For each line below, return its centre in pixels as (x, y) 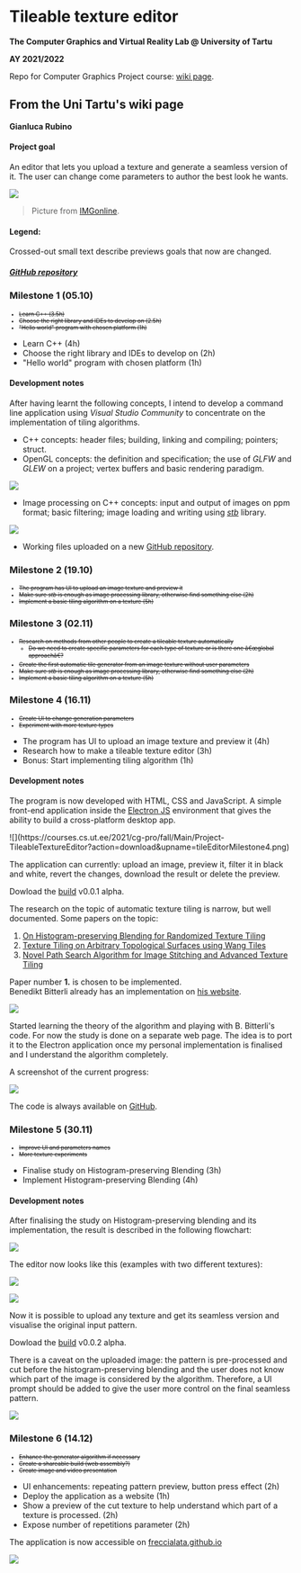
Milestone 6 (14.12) (51, 1439)
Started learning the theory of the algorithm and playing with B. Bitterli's (142, 1025)
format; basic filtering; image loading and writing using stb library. (144, 512)
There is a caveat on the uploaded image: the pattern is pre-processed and (148, 1360)
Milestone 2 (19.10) (51, 570)
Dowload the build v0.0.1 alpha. (67, 891)
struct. (34, 449)
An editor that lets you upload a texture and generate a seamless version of (149, 166)
